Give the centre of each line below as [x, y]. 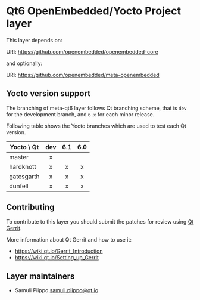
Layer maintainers [40, 276]
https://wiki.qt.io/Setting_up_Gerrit [57, 257]
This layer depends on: [34, 40]
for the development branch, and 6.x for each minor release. [80, 114]
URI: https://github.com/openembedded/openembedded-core [82, 51]
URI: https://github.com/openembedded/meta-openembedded [83, 75]
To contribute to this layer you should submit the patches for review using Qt [100, 221]
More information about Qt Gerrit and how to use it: [69, 239]
